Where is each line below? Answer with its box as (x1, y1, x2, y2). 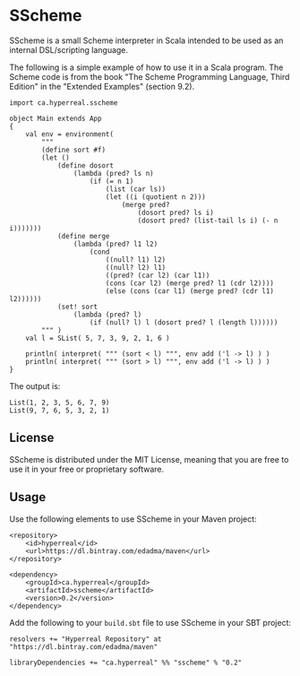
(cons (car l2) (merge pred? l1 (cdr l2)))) (105, 279, 275, 288)
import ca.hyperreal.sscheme (9, 98, 118, 108)
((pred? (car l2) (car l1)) (105, 271, 210, 280)
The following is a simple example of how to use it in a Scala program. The (9, 62, 284, 73)
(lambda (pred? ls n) (73, 169, 154, 178)
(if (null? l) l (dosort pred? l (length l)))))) (89, 317, 279, 327)
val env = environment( (25, 129, 115, 139)
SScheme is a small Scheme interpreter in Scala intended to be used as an (9, 35, 284, 46)
